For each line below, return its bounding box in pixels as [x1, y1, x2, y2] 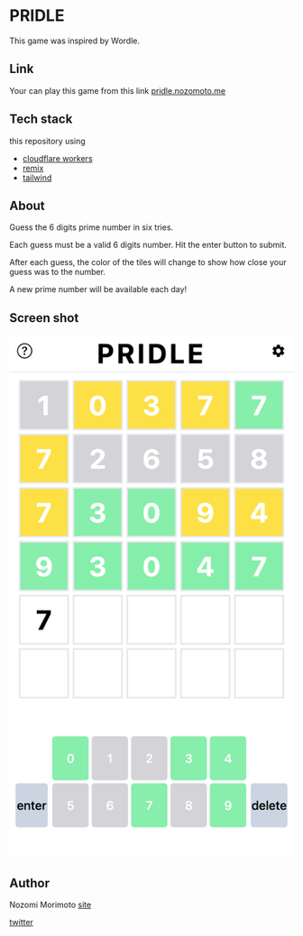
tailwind [22, 172, 52, 183]
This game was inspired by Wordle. [9, 35, 140, 46]
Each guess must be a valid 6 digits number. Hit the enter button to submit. [9, 240, 287, 251]
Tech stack [9, 112, 73, 127]
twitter [9, 917, 34, 928]
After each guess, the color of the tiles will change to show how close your [9, 257, 287, 268]
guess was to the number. [9, 267, 106, 278]
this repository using [9, 135, 86, 146]
